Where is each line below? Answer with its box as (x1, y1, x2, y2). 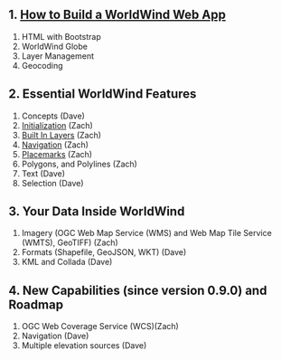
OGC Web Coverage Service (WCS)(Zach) (21, 321, 180, 332)
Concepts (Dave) (21, 110, 85, 121)
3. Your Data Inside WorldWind (8, 204, 185, 220)
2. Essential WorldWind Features (8, 86, 197, 102)
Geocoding (21, 60, 64, 71)
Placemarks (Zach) (21, 148, 92, 159)
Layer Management (21, 50, 94, 62)
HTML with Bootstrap (21, 31, 101, 42)
